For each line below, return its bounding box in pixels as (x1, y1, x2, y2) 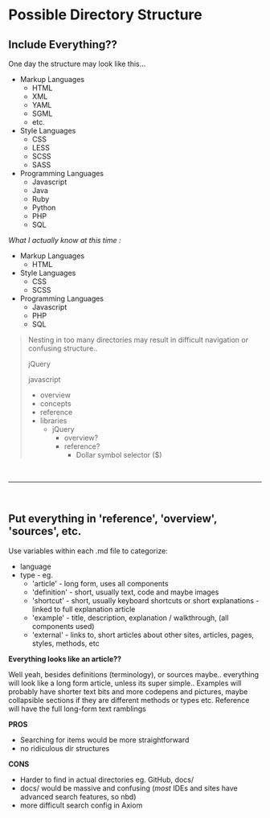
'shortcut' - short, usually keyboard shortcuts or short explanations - (31, 595, 260, 605)
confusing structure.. (27, 343, 98, 353)
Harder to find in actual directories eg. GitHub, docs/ (19, 775, 194, 784)
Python (31, 203, 56, 212)
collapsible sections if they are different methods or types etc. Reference (8, 695, 250, 705)
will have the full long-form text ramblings (8, 704, 146, 713)
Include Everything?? (8, 38, 118, 51)
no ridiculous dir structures (19, 743, 110, 753)
